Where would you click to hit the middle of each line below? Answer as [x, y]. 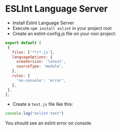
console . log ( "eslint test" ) [35, 114]
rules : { [21, 76]
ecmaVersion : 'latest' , [41, 62]
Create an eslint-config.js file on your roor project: [64, 33]
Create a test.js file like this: [43, 104]
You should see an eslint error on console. [49, 123]
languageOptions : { [32, 57]
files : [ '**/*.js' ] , [33, 52]
